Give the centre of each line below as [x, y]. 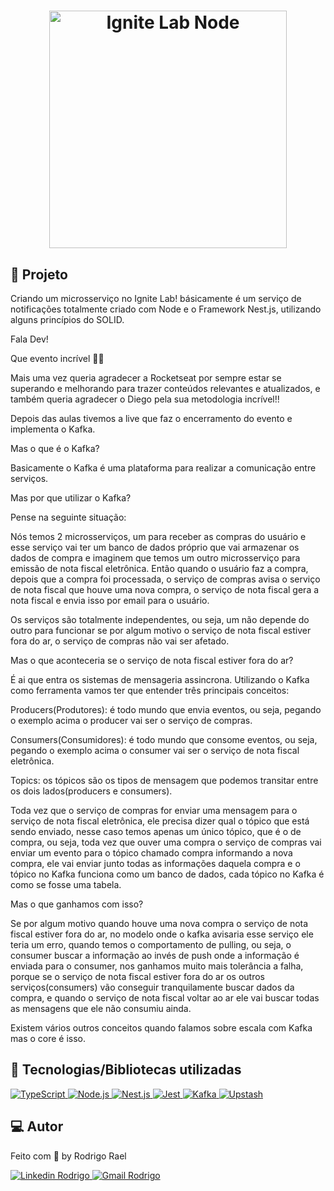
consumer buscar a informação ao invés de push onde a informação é [155, 955]
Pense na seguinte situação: [68, 517]
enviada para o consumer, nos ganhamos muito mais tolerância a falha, [157, 966]
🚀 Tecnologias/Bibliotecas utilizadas [126, 1070]
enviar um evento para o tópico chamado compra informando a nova [151, 853]
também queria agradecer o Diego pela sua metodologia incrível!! [145, 399]
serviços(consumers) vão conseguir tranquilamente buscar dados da [152, 987]
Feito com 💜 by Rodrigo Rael [68, 1156]
